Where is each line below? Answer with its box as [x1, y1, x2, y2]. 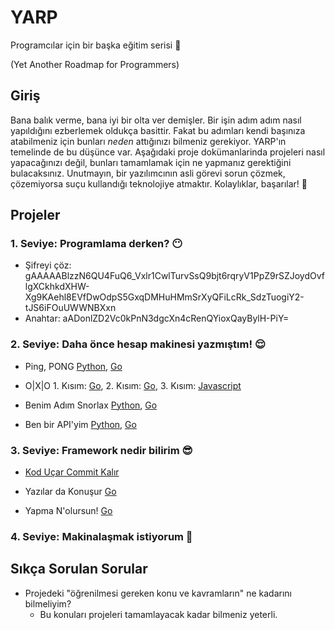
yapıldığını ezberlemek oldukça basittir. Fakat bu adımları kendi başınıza [10, 124, 306, 136]
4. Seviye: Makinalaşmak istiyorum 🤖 [10, 529, 193, 543]
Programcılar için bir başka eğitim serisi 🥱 [10, 39, 182, 51]
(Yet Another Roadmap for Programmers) [10, 58, 180, 70]
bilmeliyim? [24, 597, 72, 610]
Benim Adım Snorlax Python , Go [24, 399, 158, 411]
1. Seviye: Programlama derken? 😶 [10, 237, 183, 251]
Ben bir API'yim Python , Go [24, 418, 137, 430]
